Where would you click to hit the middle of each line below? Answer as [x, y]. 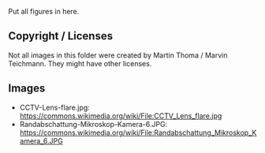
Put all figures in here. [44, 11]
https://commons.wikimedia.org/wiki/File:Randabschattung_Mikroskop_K [138, 132]
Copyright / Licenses [60, 36]
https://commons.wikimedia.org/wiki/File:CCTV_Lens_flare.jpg [121, 116]
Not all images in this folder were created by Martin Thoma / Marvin [118, 55]
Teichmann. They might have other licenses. [80, 63]
